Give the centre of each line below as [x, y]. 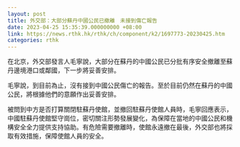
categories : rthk [33, 40]
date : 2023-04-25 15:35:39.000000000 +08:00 [75, 27]
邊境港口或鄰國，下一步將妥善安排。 [66, 70]
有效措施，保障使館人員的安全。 [60, 136]
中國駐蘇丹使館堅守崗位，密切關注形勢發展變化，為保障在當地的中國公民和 [117, 119]
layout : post [27, 14]
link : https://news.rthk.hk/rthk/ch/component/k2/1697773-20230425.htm [116, 34]
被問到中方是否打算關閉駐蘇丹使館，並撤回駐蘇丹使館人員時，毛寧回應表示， [120, 109]
